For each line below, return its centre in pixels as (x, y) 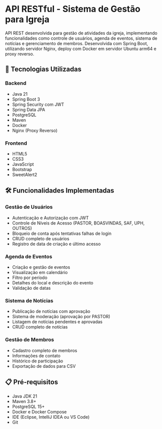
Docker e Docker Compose (39, 412)
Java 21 (20, 94)
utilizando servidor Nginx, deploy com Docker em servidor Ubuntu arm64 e (81, 49)
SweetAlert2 (25, 175)
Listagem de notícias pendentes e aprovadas (57, 322)
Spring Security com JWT (38, 104)
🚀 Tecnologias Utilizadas (43, 69)
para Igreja (27, 19)
